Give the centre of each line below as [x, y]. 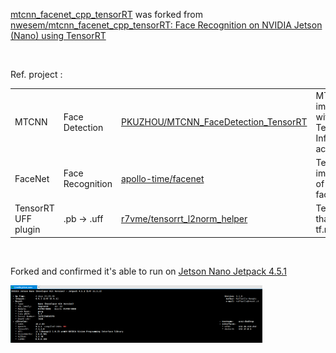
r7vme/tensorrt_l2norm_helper [184, 219]
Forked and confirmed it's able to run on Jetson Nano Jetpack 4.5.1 [148, 271]
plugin [27, 230]
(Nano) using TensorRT [58, 35]
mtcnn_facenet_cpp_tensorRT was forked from [106, 14]
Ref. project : [36, 74]
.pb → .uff [83, 219]
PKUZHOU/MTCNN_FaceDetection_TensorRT [214, 122]
